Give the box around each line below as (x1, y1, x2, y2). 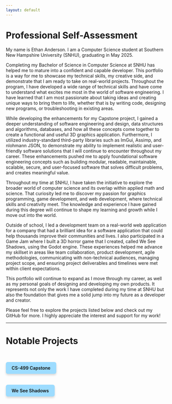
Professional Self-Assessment (6, 29, 138, 41)
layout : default (6, 7, 40, 13)
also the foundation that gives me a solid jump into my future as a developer (6, 291, 165, 298)
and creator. (6, 297, 32, 303)
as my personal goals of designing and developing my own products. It (6, 281, 155, 287)
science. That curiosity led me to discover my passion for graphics (6, 190, 146, 196)
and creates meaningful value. (6, 169, 70, 175)
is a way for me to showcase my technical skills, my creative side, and (6, 73, 153, 79)
